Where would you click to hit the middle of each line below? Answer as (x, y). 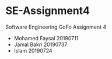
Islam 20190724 (33, 50)
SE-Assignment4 (48, 11)
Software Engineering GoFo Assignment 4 (56, 27)
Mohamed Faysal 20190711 (46, 38)
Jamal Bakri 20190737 (41, 44)
